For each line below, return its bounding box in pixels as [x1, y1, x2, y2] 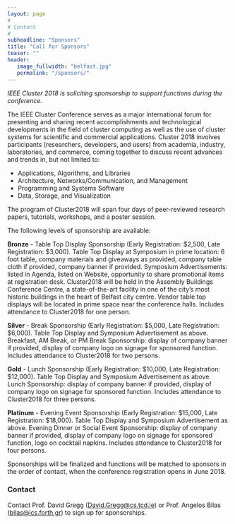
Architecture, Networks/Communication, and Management [17, 176, 188, 184]
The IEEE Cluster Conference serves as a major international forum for [7, 110, 212, 119]
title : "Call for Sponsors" [7, 43, 90, 50]
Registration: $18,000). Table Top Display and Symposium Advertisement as [7, 416, 228, 424]
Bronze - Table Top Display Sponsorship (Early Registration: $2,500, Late [7, 239, 221, 248]
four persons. [7, 446, 47, 454]
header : [7, 56, 30, 64]
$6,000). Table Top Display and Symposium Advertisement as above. [7, 328, 209, 337]
